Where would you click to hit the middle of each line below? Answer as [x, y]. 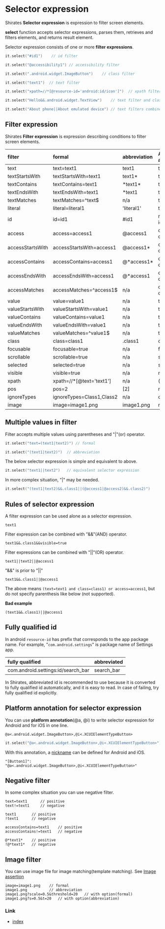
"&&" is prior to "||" [24, 570]
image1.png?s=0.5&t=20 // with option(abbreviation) [62, 899]
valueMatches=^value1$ [81, 333]
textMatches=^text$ [76, 200]
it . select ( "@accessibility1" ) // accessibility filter [62, 65]
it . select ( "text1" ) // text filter [42, 83]
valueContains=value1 [79, 317]
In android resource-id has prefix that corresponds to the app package [77, 639]
